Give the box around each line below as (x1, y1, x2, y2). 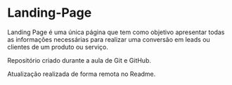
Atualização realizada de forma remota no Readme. (7, 70, 156, 78)
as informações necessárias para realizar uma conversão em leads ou (7, 35, 211, 43)
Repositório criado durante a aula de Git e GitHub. (7, 56, 151, 64)
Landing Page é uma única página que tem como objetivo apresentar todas (7, 28, 225, 36)
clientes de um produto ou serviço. (7, 42, 109, 51)
